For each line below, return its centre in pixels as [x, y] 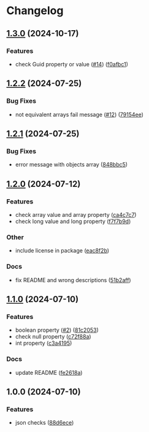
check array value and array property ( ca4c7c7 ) [76, 214]
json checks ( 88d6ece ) [44, 423]
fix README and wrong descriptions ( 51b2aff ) [73, 280]
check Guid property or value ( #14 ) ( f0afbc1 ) [72, 64]
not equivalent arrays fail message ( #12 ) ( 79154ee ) [79, 114]
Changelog [35, 11]
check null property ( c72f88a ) [53, 337]
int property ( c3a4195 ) [44, 343]
